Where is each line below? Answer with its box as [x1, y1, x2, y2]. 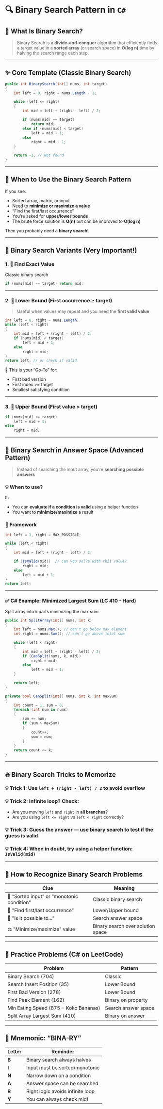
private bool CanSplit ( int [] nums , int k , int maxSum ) [5, 694, 118, 699]
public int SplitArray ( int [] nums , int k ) [5, 618, 92, 623]
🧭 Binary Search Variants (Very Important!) [5, 246, 137, 255]
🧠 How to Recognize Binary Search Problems [5, 870, 143, 879]
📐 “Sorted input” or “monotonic [7, 893, 79, 899]
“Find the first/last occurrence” [12, 208, 74, 214]
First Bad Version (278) [7, 989, 61, 995]
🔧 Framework [5, 522, 37, 528]
